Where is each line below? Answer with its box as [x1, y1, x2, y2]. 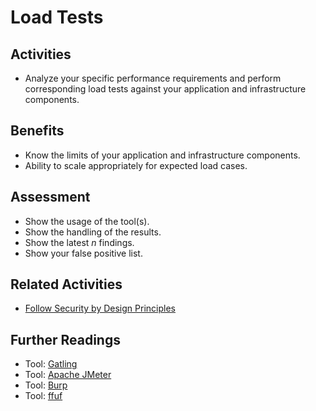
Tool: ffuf [24, 390, 63, 402]
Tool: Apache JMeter [24, 369, 112, 381]
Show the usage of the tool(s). [24, 215, 150, 227]
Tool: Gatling [24, 358, 78, 370]
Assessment [10, 189, 91, 206]
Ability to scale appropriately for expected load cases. [24, 159, 248, 171]
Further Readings [10, 331, 121, 348]
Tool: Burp [24, 379, 68, 391]
